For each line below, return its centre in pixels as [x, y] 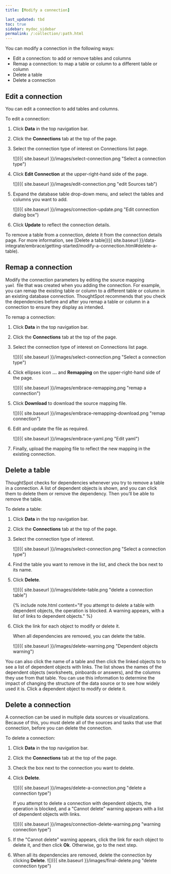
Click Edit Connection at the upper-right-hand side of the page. [80, 174]
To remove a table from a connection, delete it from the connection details [84, 235]
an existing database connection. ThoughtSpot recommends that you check [85, 296]
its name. [22, 569]
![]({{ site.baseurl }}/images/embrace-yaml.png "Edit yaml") [76, 438]
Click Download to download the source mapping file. [70, 403]
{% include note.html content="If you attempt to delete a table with [84, 605]
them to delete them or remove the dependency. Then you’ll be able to [80, 493]
